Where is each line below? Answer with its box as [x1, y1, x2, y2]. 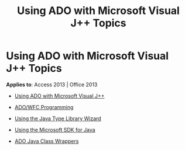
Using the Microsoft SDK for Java [14, 126, 95, 133]
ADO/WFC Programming [14, 103, 74, 110]
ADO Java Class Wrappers [14, 137, 79, 144]
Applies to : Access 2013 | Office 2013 [6, 81, 98, 88]
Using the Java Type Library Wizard [14, 115, 101, 122]
